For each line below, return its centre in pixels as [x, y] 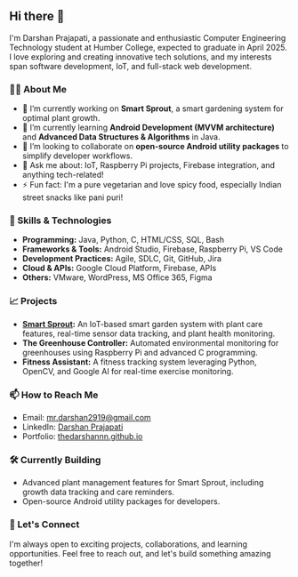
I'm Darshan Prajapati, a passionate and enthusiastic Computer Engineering [148, 37]
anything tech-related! [63, 175]
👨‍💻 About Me [38, 89]
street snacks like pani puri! [72, 197]
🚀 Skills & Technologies [60, 220]
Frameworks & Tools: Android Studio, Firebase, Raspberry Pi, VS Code [152, 249]
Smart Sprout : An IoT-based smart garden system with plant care [142, 324]
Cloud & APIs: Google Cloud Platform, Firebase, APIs [119, 268]
